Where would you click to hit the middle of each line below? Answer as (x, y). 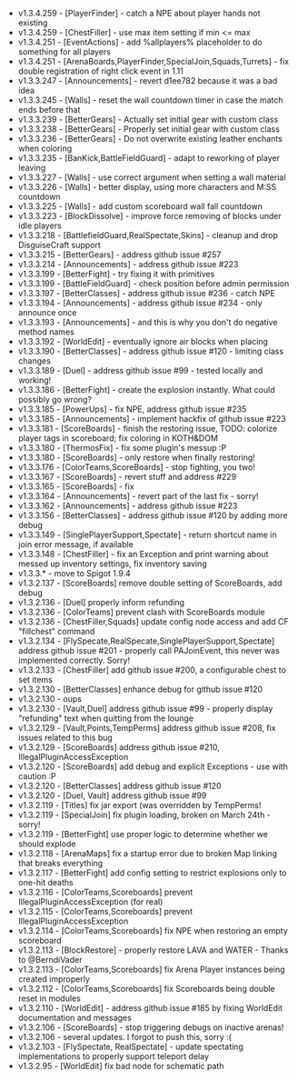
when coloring (45, 148)
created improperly (54, 979)
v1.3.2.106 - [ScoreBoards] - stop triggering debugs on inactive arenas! (151, 1027)
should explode (47, 844)
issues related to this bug (65, 737)
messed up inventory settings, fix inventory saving (112, 564)
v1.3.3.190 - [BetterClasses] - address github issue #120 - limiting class (151, 351)
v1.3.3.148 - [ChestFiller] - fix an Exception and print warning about (143, 554)
